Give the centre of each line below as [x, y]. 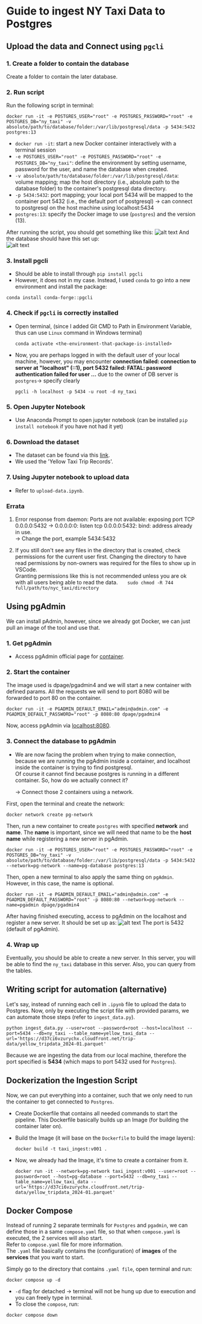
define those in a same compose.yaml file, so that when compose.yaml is [93, 1232]
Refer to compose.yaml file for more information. [65, 1245]
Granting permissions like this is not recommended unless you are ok [101, 576]
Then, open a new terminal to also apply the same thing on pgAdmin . [90, 877]
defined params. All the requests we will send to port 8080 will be [88, 692]
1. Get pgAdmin [29, 643]
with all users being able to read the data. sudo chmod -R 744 [94, 582]
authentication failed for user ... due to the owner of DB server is [97, 374]
